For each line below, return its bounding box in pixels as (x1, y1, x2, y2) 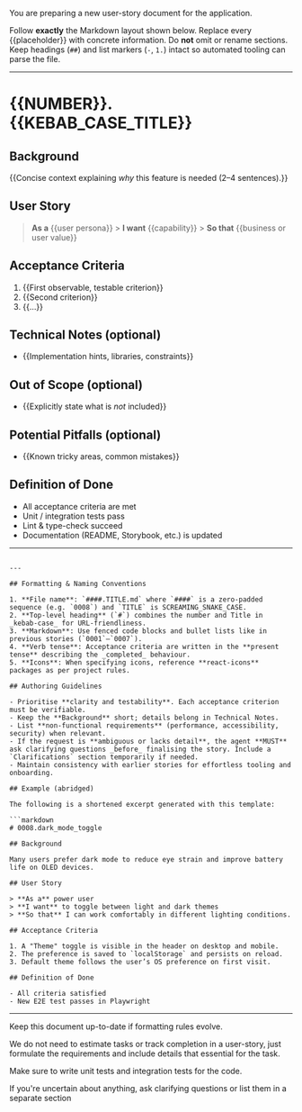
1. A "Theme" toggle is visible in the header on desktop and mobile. (9, 941, 280, 951)
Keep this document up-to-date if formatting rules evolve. (9, 1021, 223, 1032)
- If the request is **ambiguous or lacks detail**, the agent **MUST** (9, 737, 288, 746)
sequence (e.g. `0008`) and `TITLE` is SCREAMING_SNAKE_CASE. (9, 602, 247, 611)
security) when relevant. (9, 728, 106, 737)
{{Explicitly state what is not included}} (22, 401, 167, 412)
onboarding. (9, 768, 54, 777)
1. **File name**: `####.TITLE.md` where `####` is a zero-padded (9, 594, 263, 604)
